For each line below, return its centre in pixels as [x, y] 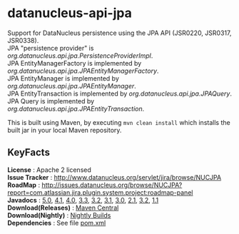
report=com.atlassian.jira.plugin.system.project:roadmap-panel [100, 192]
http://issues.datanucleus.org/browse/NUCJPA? [112, 185]
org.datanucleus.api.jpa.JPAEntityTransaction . [76, 108]
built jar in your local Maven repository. [65, 130]
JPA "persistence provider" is [51, 48]
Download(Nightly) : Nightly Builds [59, 215]
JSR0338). [23, 40]
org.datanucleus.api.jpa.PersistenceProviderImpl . [80, 56]
